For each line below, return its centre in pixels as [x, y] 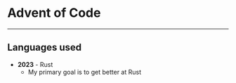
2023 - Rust [35, 64]
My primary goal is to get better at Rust [85, 72]
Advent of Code [54, 13]
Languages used [45, 47]
